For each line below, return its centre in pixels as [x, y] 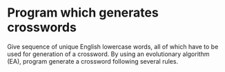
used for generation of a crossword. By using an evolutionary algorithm [108, 54]
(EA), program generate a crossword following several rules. [92, 61]
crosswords [42, 27]
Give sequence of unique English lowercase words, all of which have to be [113, 46]
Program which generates [83, 13]
